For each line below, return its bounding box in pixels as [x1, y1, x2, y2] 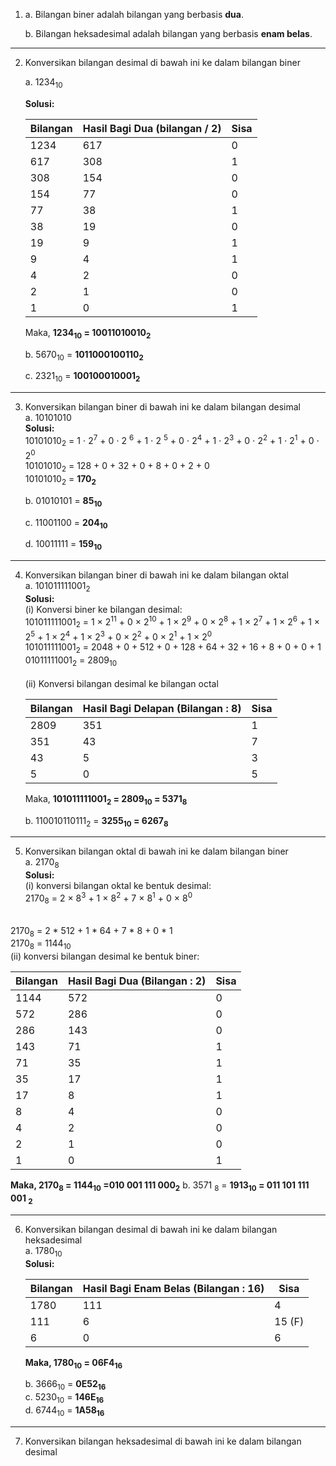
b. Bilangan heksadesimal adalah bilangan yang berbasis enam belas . [24, 28, 313, 39]
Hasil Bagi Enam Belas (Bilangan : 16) [82, 1281, 265, 1295]
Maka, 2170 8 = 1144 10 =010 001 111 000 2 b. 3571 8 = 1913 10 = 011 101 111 [10, 1179, 310, 1194]
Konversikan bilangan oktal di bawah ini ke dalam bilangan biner [24, 845, 289, 858]
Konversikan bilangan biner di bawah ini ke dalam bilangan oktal [24, 569, 289, 581]
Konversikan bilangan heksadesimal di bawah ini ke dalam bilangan [24, 1435, 302, 1447]
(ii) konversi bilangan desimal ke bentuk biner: [10, 950, 200, 963]
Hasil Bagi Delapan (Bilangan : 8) [82, 701, 242, 715]
